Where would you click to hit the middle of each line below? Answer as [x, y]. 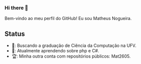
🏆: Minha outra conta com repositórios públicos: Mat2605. [71, 56]
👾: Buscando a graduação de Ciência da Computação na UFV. [74, 45]
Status [15, 34]
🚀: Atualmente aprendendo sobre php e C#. [55, 51]
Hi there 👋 [17, 8]
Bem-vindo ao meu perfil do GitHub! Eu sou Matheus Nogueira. [68, 19]
